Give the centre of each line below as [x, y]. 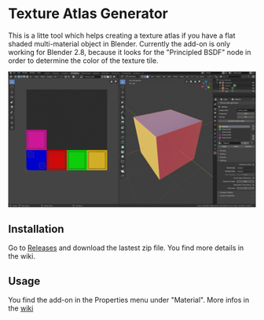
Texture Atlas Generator [88, 14]
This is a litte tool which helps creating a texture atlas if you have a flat [122, 35]
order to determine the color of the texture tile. [83, 61]
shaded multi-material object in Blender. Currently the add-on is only [119, 43]
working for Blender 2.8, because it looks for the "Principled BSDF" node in [130, 52]
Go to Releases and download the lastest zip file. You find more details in [126, 248]
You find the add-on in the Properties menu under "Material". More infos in [129, 300]
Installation [36, 229]
